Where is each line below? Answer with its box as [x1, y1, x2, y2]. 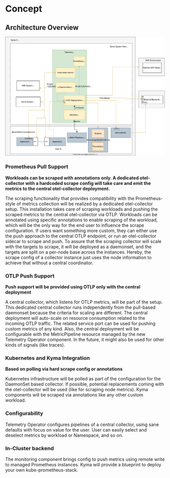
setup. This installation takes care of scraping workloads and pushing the [5, 206, 158, 212]
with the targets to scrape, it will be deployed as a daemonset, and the [5, 244, 152, 250]
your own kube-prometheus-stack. [5, 467, 78, 473]
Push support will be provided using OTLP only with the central [5, 284, 141, 290]
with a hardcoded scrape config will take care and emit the [25, 180, 151, 186]
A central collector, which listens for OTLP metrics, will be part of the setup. [5, 299, 163, 305]
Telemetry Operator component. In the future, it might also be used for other [5, 337, 164, 343]
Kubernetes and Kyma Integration [5, 355, 90, 362]
